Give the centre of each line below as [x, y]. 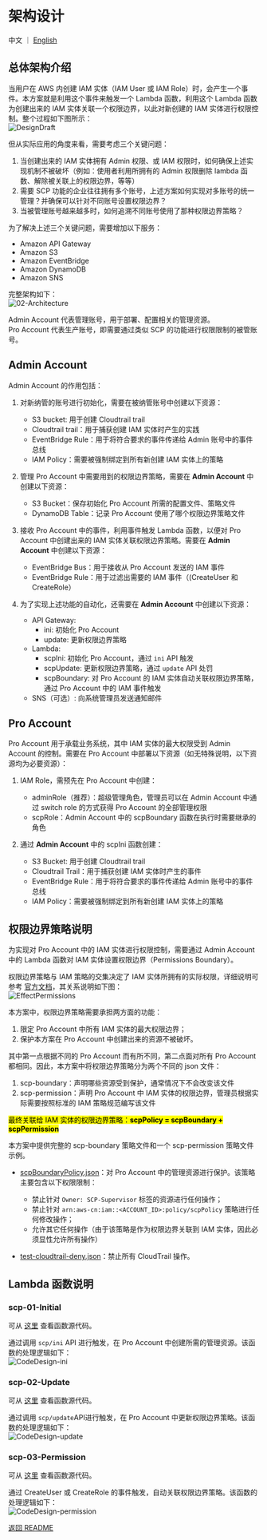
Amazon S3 [39, 252]
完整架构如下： [33, 294]
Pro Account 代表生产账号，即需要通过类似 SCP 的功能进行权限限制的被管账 [133, 329]
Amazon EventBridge [55, 260]
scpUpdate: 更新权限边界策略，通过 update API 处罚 [128, 668]
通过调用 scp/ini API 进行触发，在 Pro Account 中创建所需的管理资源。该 [128, 1342]
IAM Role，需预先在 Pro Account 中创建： [88, 780]
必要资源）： [48, 764]
